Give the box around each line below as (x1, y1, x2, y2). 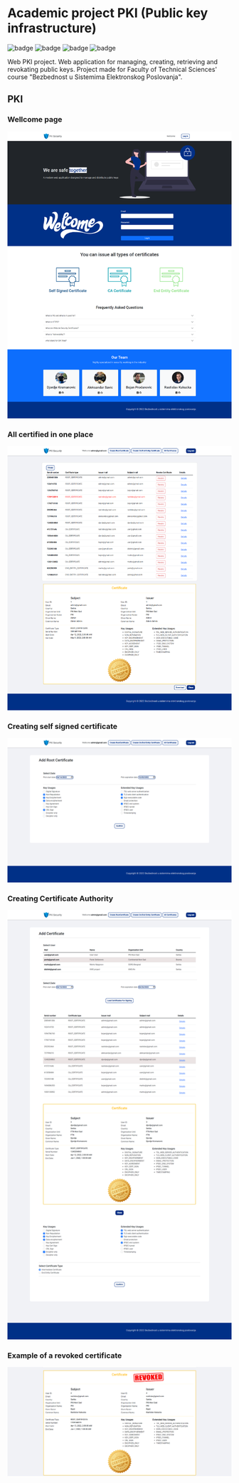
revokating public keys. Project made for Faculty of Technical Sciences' (7, 65, 218, 73)
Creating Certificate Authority (7, 894, 114, 903)
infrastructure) (7, 20, 97, 36)
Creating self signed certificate (7, 721, 118, 731)
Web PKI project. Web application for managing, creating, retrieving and (7, 57, 218, 65)
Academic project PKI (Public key (7, 5, 208, 21)
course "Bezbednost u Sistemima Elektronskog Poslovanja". (7, 73, 183, 81)
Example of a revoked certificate (7, 1351, 122, 1361)
